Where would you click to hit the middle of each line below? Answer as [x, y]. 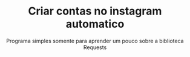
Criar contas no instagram [95, 11]
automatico [95, 24]
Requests [95, 47]
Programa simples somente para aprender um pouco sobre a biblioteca [95, 41]
